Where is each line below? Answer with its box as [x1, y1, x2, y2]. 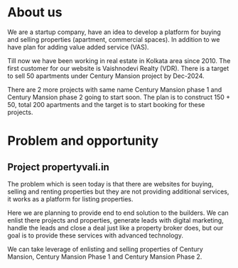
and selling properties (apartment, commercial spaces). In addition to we [7, 35, 220, 43]
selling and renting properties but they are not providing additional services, [7, 187, 229, 196]
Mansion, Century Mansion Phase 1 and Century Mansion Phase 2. [7, 252, 202, 261]
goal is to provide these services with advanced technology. [7, 231, 183, 240]
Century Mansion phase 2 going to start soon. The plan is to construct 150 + [7, 93, 231, 101]
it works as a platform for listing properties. [7, 194, 134, 203]
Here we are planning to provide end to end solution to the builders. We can [7, 208, 229, 217]
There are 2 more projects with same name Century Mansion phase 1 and [7, 85, 222, 94]
